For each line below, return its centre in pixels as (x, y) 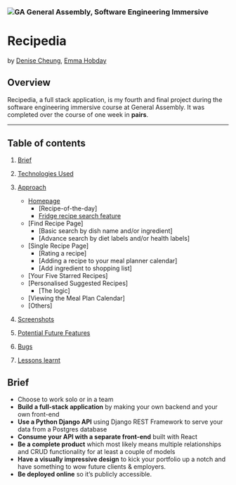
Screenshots (36, 320)
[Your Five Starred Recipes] (68, 276)
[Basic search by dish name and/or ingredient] (106, 231)
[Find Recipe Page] (55, 223)
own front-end (38, 415)
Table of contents (46, 143)
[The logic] (54, 291)
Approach (32, 187)
